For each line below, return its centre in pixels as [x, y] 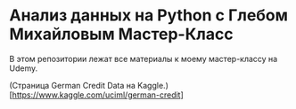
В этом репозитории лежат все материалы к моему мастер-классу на [144, 58]
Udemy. [24, 68]
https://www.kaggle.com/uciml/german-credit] [98, 95]
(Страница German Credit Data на [73, 85]
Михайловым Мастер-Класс [121, 34]
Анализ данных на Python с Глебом [148, 16]
